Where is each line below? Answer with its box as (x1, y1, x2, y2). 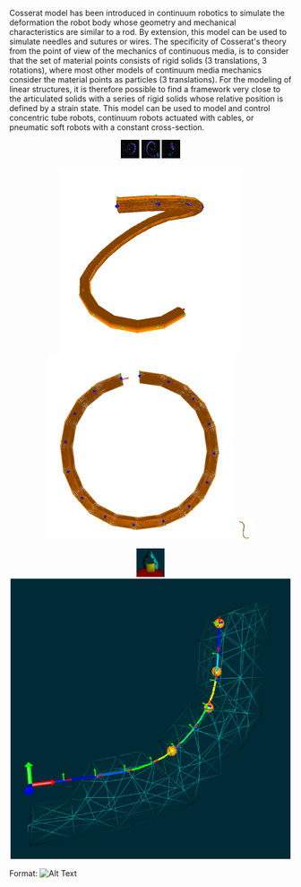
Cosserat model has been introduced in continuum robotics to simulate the (9, 8, 285, 18)
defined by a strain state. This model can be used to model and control (9, 103, 271, 113)
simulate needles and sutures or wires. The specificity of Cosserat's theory (9, 36, 287, 47)
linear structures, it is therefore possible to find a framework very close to (9, 84, 280, 94)
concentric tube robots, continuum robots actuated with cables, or (9, 112, 254, 123)
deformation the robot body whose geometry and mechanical (9, 17, 236, 28)
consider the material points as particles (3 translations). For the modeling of (9, 74, 292, 84)
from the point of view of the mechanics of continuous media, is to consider (9, 46, 289, 57)
